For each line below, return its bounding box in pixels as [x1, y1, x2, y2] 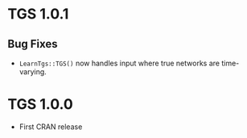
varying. [19, 67, 47, 77]
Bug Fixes [7, 37, 58, 51]
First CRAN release [19, 122, 83, 132]
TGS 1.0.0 [7, 95, 73, 114]
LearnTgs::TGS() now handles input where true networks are [19, 58, 220, 68]
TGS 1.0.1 [7, 5, 69, 23]
